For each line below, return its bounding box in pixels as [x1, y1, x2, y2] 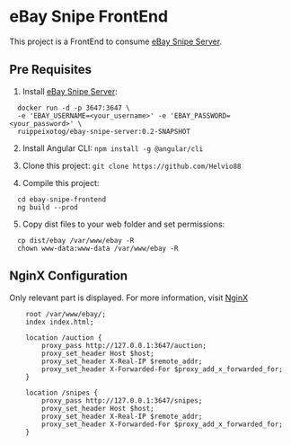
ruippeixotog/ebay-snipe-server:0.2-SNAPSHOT [17, 127, 191, 136]
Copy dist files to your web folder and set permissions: [22, 218, 225, 229]
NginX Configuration [9, 268, 128, 284]
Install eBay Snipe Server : [22, 85, 119, 96]
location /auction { [25, 333, 102, 343]
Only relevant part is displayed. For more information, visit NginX [9, 292, 249, 303]
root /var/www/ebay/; [25, 309, 106, 318]
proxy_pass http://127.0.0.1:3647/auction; [41, 341, 207, 350]
